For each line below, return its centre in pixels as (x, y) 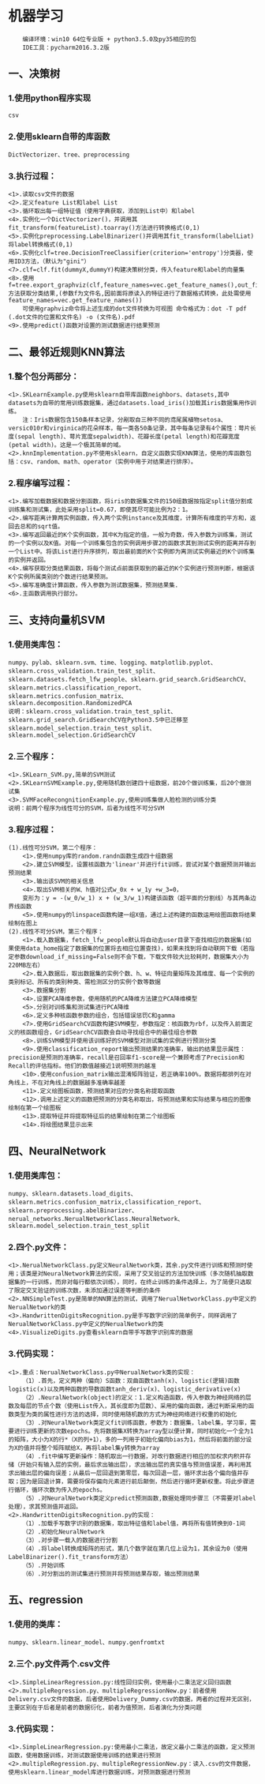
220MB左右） (26, 965)
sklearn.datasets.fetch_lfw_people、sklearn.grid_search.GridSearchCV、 (129, 679)
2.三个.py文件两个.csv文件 (59, 1664)
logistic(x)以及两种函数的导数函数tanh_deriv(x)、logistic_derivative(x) (125, 1389)
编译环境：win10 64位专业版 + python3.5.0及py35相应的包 (110, 39)
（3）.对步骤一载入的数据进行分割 (70, 1540)
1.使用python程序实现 (50, 98)
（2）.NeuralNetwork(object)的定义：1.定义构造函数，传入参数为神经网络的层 (137, 1397)
